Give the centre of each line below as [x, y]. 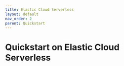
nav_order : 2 [19, 19]
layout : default [22, 14]
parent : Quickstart [25, 23]
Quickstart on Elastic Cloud [62, 47]
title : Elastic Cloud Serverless [40, 10]
